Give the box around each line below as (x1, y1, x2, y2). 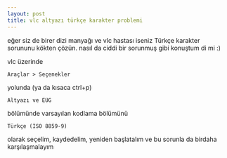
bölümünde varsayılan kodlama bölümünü (7, 109, 129, 117)
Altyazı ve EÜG (7, 96, 52, 104)
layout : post (7, 10, 46, 18)
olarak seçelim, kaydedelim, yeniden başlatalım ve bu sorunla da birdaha (7, 135, 217, 143)
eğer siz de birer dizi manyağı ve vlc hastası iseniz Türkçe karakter (7, 36, 200, 44)
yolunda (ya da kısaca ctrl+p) (7, 83, 92, 91)
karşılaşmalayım (7, 142, 54, 151)
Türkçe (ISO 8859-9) (7, 122, 68, 130)
